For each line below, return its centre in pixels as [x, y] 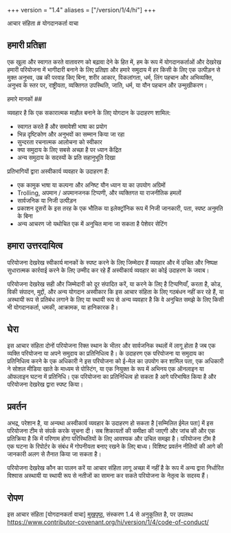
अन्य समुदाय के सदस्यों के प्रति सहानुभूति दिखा [66, 157]
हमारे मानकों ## [25, 98]
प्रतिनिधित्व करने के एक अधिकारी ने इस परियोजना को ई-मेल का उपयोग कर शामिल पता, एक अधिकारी [115, 362]
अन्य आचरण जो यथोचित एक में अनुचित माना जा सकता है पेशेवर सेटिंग [92, 224]
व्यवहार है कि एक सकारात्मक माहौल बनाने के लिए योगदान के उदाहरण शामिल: [89, 112]
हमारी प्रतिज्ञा [27, 45]
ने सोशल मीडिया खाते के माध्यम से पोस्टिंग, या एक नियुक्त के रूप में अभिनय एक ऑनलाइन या [106, 369]
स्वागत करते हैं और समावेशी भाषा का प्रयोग [62, 126]
